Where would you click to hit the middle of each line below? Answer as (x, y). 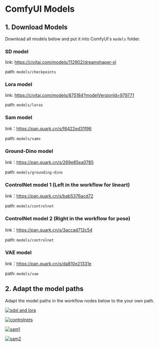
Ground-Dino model (29, 151)
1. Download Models (36, 27)
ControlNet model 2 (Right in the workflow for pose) (68, 219)
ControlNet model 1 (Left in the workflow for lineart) (68, 185)
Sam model (19, 117)
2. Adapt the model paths (45, 289)
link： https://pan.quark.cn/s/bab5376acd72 (49, 196)
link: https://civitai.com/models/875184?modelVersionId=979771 (70, 95)
